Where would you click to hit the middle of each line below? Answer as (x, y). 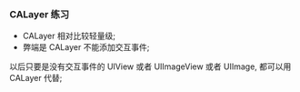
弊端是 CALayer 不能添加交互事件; (86, 47)
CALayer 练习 (40, 14)
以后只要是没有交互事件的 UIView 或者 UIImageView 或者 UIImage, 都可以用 (150, 66)
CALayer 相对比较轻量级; (69, 36)
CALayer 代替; (36, 78)
